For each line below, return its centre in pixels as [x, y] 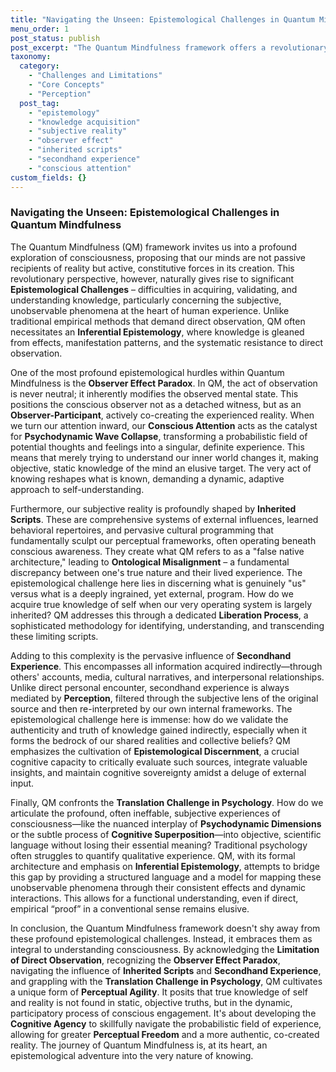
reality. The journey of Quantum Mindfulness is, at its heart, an [139, 1045]
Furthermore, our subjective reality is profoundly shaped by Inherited [153, 508]
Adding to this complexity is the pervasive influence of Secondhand [151, 655]
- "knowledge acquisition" [84, 122]
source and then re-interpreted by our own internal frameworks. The [151, 708]
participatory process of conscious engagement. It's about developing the [163, 1013]
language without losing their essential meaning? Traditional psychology [159, 845]
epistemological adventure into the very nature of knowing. [132, 1055]
